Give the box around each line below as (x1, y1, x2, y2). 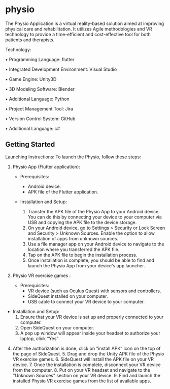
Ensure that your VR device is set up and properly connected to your (20, 314, 164, 320)
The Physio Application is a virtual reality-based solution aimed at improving (5, 20, 164, 26)
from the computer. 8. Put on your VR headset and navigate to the (12, 367, 151, 373)
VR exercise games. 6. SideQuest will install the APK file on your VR (12, 356, 154, 362)
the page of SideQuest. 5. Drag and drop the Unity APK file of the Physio (12, 350, 164, 357)
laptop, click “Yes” (20, 335, 59, 342)
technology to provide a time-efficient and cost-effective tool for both (5, 31, 151, 37)
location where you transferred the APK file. (27, 246, 120, 253)
